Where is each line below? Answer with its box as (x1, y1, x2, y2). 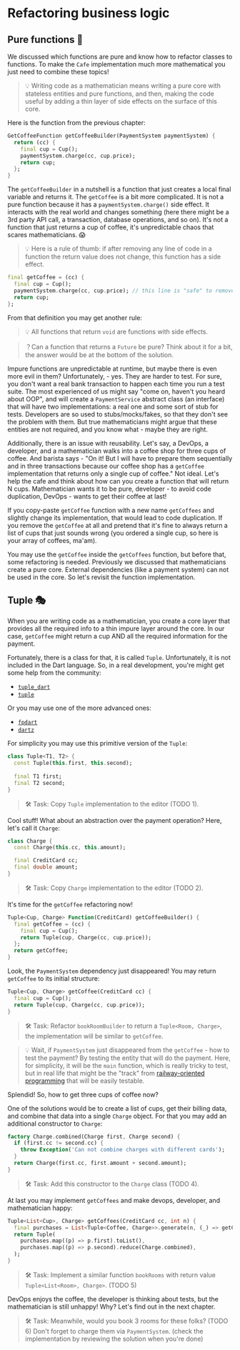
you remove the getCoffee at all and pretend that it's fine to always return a (7, 521, 229, 529)
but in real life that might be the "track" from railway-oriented (24, 1069, 205, 1077)
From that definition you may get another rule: (7, 313, 143, 322)
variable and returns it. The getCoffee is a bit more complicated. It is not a (7, 193, 224, 201)
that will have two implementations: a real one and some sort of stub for (7, 402, 219, 411)
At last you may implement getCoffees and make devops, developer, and (7, 1196, 220, 1204)
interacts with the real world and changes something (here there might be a (7, 208, 230, 216)
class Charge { (7, 837, 53, 844)
